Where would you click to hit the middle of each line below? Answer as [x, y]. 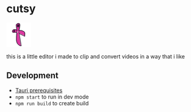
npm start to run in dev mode [52, 97]
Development [33, 76]
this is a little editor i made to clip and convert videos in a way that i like [95, 56]
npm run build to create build [52, 103]
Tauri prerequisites [39, 90]
